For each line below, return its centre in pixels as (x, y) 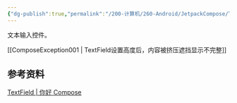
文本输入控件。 (29, 35)
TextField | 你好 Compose (44, 92)
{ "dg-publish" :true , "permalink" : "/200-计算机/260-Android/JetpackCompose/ (118, 14)
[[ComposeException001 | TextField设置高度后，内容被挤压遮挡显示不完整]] (117, 49)
